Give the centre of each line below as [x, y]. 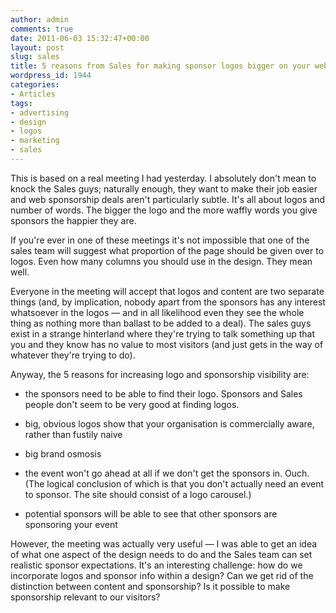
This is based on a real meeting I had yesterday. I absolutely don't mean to [163, 178]
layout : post [37, 47]
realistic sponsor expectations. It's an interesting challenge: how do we [156, 565]
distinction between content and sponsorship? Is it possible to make [150, 586]
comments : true [42, 29]
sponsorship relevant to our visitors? [85, 597]
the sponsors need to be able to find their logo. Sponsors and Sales [163, 393]
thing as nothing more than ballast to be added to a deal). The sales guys [161, 323]
